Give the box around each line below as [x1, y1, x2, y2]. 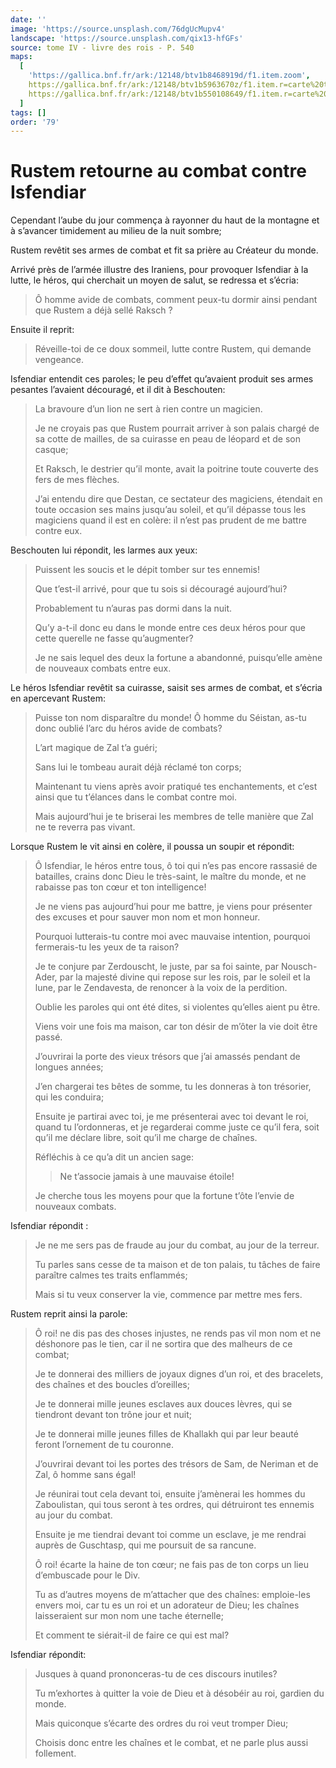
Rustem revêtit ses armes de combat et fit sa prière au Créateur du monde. [10, 244, 319, 256]
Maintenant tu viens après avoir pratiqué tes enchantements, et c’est [34, 781, 318, 793]
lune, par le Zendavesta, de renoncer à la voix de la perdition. [34, 982, 288, 994]
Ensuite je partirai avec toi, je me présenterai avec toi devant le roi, [34, 1111, 309, 1123]
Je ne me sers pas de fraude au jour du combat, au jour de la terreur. [34, 1239, 320, 1251]
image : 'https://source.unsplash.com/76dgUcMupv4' [10, 24, 226, 34]
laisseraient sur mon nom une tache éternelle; [34, 1610, 224, 1622]
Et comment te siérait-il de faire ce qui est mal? [34, 1629, 230, 1641]
